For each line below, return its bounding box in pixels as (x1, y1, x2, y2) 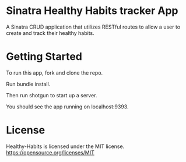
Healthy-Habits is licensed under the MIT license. (6, 143, 125, 150)
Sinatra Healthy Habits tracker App (6, 4, 178, 17)
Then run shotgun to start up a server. (6, 91, 97, 98)
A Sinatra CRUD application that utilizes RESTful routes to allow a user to (6, 23, 181, 30)
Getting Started (6, 50, 83, 64)
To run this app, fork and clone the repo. (6, 69, 103, 76)
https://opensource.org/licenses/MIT (6, 149, 94, 156)
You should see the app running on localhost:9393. (6, 103, 129, 110)
